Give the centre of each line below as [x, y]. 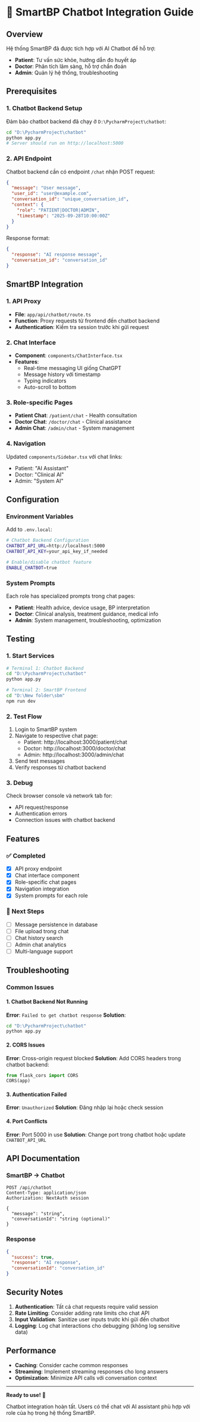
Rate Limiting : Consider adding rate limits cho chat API [82, 1313]
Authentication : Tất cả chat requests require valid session [86, 1306]
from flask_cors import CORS [42, 1075]
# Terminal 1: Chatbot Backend [45, 668]
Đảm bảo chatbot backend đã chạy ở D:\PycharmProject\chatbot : [86, 121]
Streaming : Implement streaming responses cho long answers [91, 1371]
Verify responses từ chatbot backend [60, 768]
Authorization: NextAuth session [48, 1198]
